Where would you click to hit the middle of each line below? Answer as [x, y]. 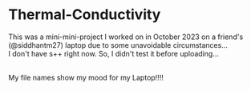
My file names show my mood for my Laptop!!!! [86, 77]
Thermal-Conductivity [85, 15]
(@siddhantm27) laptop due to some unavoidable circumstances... [118, 45]
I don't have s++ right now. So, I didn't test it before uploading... [113, 53]
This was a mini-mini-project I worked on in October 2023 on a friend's [126, 37]
